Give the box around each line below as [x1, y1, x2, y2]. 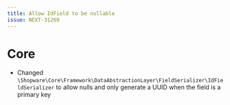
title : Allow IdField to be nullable [7, 10, 115, 17]
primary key [16, 91, 51, 99]
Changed [16, 69, 43, 77]
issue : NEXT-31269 [7, 16, 60, 23]
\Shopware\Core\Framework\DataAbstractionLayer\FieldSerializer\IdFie [16, 77, 224, 84]
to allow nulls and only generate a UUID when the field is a [56, 83, 221, 91]
